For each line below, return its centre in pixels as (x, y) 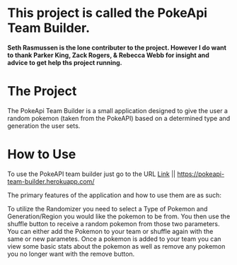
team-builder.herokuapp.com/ (51, 181)
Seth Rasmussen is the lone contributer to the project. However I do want (117, 47)
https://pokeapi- (201, 174)
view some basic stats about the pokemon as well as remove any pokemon (116, 246)
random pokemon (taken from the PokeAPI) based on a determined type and (119, 118)
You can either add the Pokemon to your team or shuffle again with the (110, 231)
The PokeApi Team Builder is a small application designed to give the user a (118, 110)
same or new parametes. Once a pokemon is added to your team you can (114, 239)
